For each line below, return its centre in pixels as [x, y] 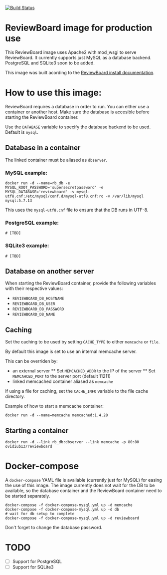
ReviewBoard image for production [79, 28]
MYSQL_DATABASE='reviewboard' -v [40, 192]
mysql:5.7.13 [19, 200]
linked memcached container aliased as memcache [63, 381]
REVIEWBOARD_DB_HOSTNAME [38, 299]
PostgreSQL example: [32, 223]
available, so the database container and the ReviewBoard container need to [83, 490]
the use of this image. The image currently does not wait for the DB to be [80, 485]
